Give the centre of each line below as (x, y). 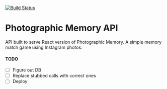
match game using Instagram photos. (44, 47)
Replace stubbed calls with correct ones (54, 76)
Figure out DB (27, 70)
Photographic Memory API (62, 28)
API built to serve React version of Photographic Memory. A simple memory (83, 42)
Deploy (20, 81)
